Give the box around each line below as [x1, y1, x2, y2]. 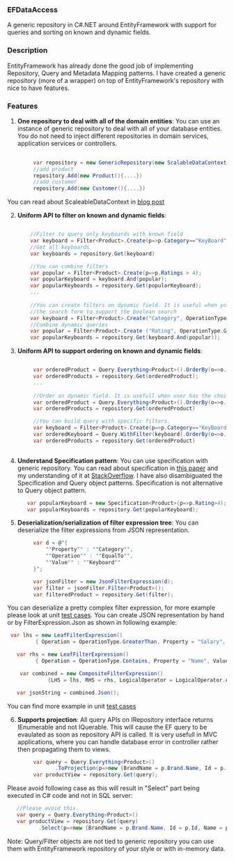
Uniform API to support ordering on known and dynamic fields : [17, 347, 203, 355]
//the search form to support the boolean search [30, 308, 177, 315]
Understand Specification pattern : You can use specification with [17, 456, 208, 465]
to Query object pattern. [17, 486, 87, 495]
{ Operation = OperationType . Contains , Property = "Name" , [35, 658, 210, 665]
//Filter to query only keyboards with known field [30, 231, 183, 238]
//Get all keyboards [30, 243, 90, 250]
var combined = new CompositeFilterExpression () [19, 670, 164, 677]
